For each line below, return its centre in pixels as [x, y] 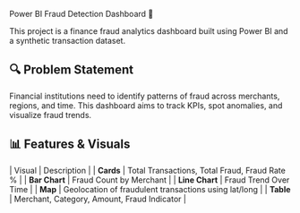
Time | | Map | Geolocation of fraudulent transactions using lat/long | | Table [150, 189]
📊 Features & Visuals [70, 145]
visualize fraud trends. [51, 115]
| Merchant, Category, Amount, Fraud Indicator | [98, 199]
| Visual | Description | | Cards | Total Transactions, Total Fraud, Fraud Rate [148, 170]
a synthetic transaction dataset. [68, 41]
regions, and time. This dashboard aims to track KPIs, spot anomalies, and [146, 105]
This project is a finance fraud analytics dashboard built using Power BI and [149, 31]
